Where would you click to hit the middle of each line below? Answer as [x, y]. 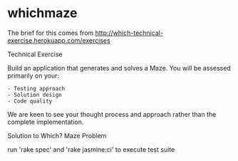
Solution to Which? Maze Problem [57, 135]
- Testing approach [36, 88]
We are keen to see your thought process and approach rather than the [112, 114]
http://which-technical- [129, 33]
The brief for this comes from [51, 33]
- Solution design [35, 95]
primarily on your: [33, 76]
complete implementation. [46, 122]
